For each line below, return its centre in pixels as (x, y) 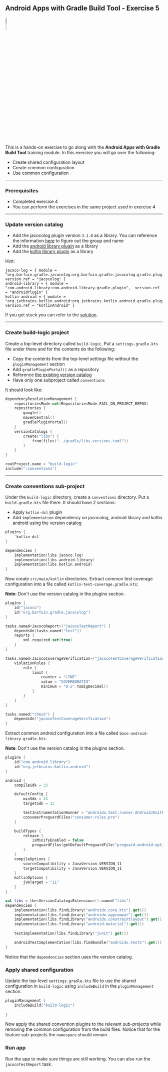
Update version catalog (34, 224)
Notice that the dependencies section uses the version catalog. (69, 957)
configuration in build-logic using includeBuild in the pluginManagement (79, 986)
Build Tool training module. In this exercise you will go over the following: (80, 152)
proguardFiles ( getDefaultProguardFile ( (73, 845)
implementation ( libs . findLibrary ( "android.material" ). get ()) (79, 924)
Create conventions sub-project (45, 486)
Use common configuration (40, 173)
